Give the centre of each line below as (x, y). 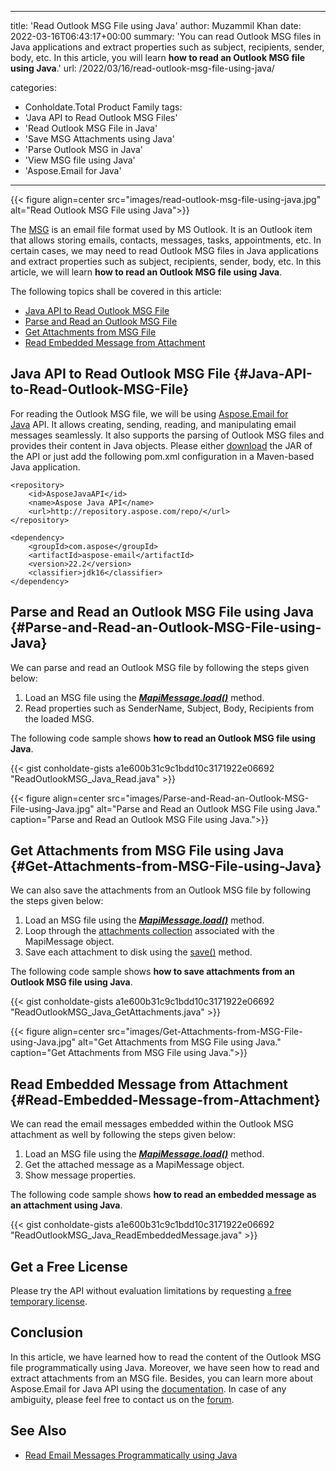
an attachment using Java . (66, 1205)
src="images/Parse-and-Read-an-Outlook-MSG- (208, 798)
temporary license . (49, 1302)
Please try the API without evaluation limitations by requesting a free (151, 1291)
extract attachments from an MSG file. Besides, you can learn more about (162, 1378)
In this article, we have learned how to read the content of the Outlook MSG (166, 1357)
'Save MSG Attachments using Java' (99, 139)
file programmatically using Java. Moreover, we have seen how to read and (165, 1367)
